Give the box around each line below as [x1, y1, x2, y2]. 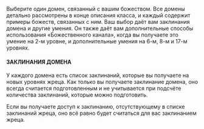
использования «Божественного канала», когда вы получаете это [6, 31, 178, 39]
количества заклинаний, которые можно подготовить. [6, 91, 148, 98]
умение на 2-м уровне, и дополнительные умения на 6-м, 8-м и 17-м [6, 38, 188, 45]
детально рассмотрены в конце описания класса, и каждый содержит [6, 12, 191, 19]
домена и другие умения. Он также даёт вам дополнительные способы [6, 24, 194, 32]
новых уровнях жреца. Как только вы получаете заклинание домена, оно [6, 78, 199, 86]
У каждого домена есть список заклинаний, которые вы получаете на [6, 72, 189, 79]
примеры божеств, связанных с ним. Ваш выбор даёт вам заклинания [6, 18, 190, 25]
